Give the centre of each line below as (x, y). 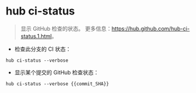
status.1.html (36, 36)
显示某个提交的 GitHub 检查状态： (57, 72)
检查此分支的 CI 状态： (42, 49)
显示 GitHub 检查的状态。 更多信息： (66, 28)
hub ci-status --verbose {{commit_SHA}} (58, 84)
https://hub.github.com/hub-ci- (150, 28)
